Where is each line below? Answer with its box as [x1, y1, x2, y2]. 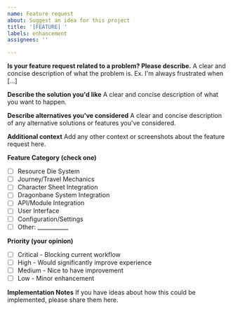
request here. [7, 140, 46, 148]
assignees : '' [7, 37, 49, 44]
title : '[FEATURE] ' [7, 23, 68, 30]
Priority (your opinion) [7, 237, 74, 245]
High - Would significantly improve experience [17, 258, 152, 267]
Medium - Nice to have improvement [17, 266, 124, 274]
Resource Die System [17, 167, 80, 176]
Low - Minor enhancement [17, 274, 95, 282]
